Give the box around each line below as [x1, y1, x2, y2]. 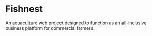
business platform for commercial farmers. [5, 25, 95, 31]
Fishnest [5, 3, 43, 15]
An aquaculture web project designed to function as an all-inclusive [5, 20, 147, 26]
